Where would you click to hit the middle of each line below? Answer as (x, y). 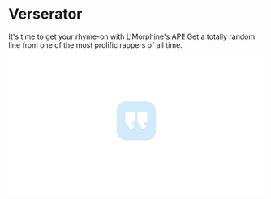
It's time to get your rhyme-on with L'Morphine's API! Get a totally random (132, 36)
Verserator (45, 14)
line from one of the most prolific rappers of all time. (95, 44)
